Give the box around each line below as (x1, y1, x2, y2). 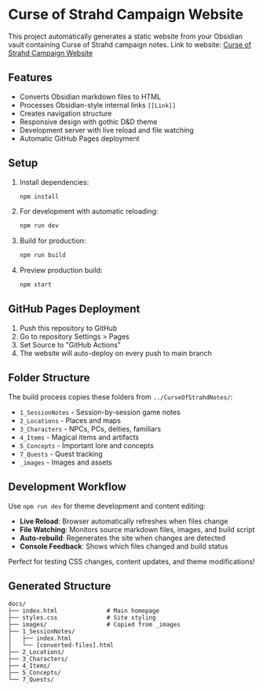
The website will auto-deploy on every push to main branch (19, 348, 212, 358)
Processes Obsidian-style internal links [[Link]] (19, 100, 177, 109)
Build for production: (19, 236, 86, 245)
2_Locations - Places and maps (19, 415, 122, 425)
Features (8, 71, 53, 84)
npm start (19, 281, 53, 289)
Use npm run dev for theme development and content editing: (8, 501, 206, 510)
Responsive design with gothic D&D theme (19, 116, 158, 127)
